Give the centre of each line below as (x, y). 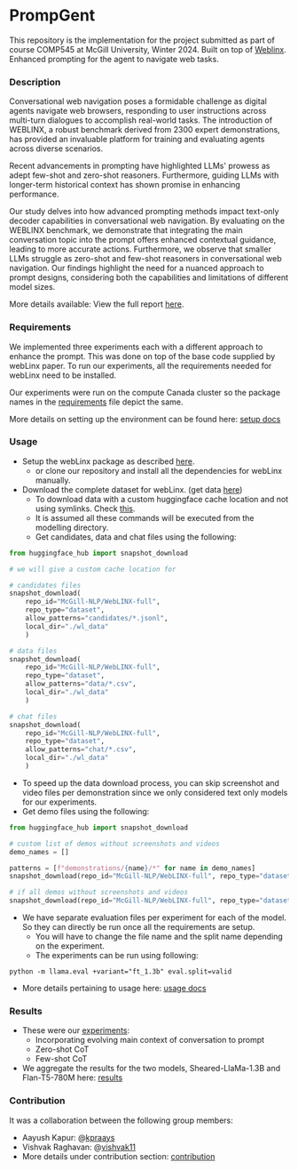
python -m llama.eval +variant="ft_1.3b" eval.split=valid (121, 972)
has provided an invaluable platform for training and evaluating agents (137, 140)
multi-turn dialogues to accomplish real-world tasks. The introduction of (141, 120)
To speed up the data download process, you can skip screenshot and (150, 782)
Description (35, 82)
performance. (34, 194)
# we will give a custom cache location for (93, 569)
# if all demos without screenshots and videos (99, 893)
